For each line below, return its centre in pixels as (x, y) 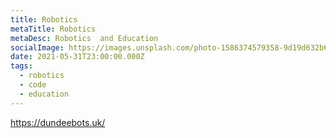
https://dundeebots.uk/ (58, 122)
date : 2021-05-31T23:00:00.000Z (77, 57)
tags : (21, 66)
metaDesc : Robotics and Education (84, 38)
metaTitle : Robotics (53, 29)
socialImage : (37, 47)
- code (33, 85)
